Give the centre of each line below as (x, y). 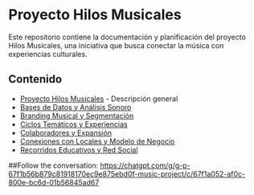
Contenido (35, 79)
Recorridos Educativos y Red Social (79, 149)
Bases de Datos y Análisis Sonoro (76, 107)
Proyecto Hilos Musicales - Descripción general (99, 99)
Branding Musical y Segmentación (77, 116)
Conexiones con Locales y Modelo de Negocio (97, 141)
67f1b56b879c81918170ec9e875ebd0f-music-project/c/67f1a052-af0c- (127, 173)
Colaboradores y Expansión (66, 132)
